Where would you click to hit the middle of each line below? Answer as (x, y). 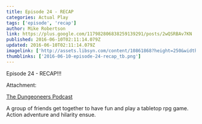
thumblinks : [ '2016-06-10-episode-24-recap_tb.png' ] (74, 56)
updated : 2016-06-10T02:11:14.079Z (51, 46)
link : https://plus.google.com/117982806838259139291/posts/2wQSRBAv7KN (99, 34)
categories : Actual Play (37, 17)
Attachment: (22, 85)
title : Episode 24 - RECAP (40, 12)
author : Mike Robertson (36, 28)
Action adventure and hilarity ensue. (51, 114)
